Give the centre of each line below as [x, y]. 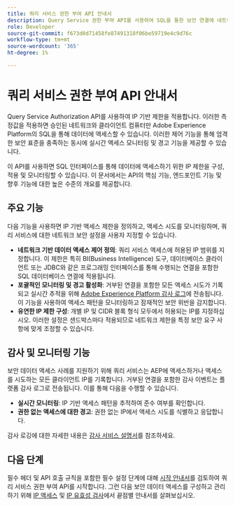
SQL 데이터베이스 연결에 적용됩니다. [66, 276]
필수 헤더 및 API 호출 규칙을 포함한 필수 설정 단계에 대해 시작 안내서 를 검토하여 [114, 478]
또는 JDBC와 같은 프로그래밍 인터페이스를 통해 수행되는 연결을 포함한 [124, 267]
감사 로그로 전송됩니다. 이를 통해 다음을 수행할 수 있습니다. [99, 388]
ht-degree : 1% [28, 53]
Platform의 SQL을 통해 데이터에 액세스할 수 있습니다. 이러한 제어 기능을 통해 [111, 134]
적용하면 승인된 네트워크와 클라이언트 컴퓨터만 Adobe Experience [116, 125]
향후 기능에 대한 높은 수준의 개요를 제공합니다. [70, 183]
